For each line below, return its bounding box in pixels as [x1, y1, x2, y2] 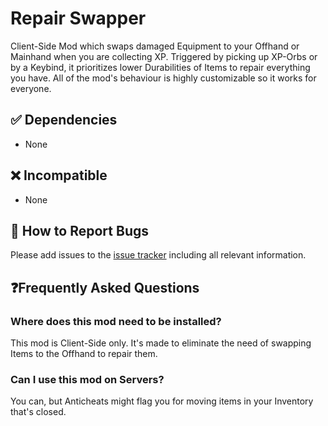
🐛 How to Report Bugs [10, 222, 149, 239]
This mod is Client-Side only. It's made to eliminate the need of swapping [10, 337, 312, 349]
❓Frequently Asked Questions [10, 279, 200, 296]
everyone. [10, 82, 52, 94]
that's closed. [10, 406, 67, 418]
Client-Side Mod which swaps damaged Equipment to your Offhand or [10, 40, 300, 52]
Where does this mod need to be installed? [10, 314, 222, 328]
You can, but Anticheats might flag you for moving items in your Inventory [10, 395, 314, 407]
